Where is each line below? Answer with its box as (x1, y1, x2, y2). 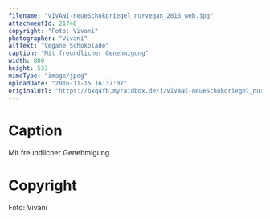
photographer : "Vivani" (8, 34, 88, 43)
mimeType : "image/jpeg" (8, 72, 88, 80)
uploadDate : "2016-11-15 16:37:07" (8, 79, 128, 87)
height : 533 (8, 64, 48, 72)
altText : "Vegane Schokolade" (8, 42, 110, 50)
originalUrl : (8, 86, 52, 95)
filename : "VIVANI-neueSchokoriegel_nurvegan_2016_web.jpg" (8, 11, 215, 20)
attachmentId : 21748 (8, 19, 78, 27)
